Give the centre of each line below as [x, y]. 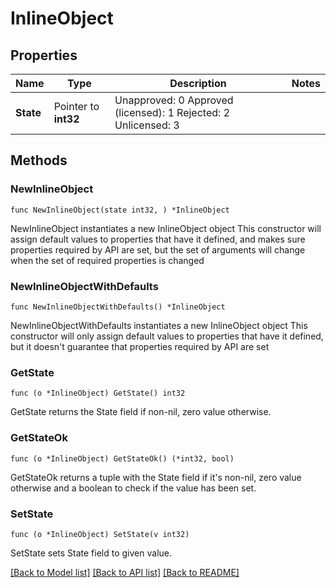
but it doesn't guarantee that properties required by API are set [140, 346]
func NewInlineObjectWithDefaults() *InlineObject [118, 307]
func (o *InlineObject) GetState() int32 [98, 393]
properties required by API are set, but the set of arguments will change [158, 249]
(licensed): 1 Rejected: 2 [172, 112]
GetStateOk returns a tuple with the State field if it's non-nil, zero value [156, 477]
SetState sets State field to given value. [91, 553]
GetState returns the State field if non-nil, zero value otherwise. [141, 412]
